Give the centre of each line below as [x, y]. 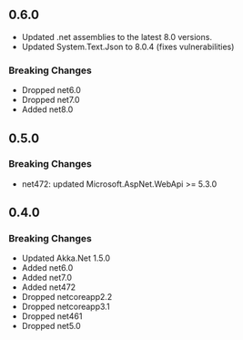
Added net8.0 [47, 109]
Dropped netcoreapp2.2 [67, 297]
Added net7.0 [46, 278]
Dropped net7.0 [51, 100]
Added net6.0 [47, 268]
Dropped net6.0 [51, 90]
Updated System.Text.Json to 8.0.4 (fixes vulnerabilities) [128, 46]
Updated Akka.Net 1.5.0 [66, 258]
